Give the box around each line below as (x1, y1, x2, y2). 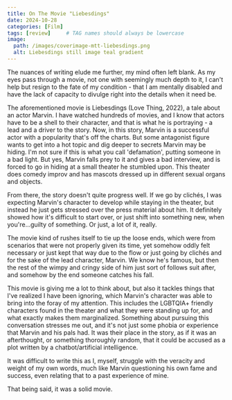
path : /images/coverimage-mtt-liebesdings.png (13, 42, 150, 49)
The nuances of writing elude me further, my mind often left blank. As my (7, 67, 216, 76)
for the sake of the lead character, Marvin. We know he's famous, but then (7, 256, 220, 264)
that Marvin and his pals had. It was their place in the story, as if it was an (7, 328, 217, 337)
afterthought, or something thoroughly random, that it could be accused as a (7, 335, 226, 344)
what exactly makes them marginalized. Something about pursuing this (7, 313, 209, 322)
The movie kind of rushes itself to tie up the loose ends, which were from (7, 233, 216, 242)
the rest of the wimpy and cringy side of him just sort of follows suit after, (7, 263, 216, 272)
